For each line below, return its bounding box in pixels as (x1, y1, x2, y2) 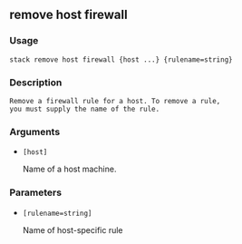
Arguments (9, 125, 61, 138)
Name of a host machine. (22, 163, 117, 175)
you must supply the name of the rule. (9, 104, 160, 113)
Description (9, 76, 63, 89)
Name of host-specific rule (22, 224, 124, 235)
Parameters (9, 186, 62, 199)
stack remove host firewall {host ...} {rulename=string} (9, 54, 233, 64)
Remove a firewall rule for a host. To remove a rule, (9, 96, 221, 105)
